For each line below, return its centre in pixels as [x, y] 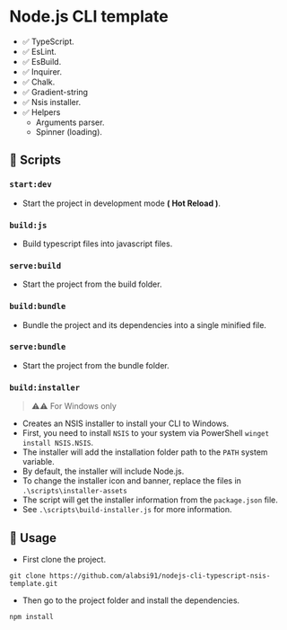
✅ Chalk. [39, 82]
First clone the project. [64, 559]
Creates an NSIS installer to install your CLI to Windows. [126, 423]
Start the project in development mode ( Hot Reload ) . [122, 203]
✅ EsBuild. [42, 61]
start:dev [30, 185]
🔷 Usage [33, 538]
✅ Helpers [41, 112]
